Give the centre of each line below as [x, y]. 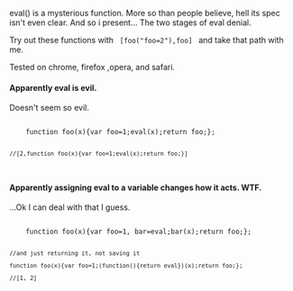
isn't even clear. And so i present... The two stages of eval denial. [131, 23]
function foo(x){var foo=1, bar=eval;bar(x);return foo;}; [139, 232]
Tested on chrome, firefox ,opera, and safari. [92, 67]
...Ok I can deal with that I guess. [70, 207]
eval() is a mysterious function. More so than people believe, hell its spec [145, 13]
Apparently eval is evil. [53, 87]
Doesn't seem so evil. [50, 108]
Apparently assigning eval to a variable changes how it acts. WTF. [136, 187]
